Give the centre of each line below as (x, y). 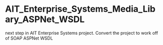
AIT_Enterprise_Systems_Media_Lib (80, 9)
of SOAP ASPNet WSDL (29, 38)
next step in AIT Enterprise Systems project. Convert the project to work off (82, 33)
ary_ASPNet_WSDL (45, 19)
